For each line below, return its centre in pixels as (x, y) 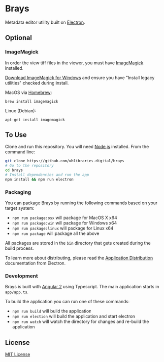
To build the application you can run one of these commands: (67, 302)
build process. (20, 248)
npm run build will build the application (52, 311)
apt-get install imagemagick (35, 120)
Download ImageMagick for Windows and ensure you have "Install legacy (80, 78)
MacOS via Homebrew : (29, 92)
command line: (20, 152)
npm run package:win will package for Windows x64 (65, 223)
